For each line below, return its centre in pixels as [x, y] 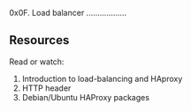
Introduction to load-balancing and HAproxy [102, 78]
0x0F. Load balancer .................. [68, 13]
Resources [39, 40]
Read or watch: [37, 62]
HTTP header [46, 88]
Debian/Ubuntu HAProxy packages [86, 97]
